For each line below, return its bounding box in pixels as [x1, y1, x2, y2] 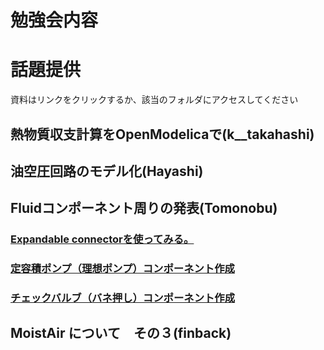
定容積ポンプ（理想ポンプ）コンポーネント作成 [10, 262, 235, 276]
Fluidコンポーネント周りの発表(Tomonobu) [10, 200, 278, 217]
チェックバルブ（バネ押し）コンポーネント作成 [10, 291, 236, 305]
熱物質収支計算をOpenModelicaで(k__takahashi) [10, 126, 315, 143]
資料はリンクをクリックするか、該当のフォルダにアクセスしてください [10, 94, 299, 106]
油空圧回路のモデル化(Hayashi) [10, 162, 204, 180]
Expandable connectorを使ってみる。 [10, 232, 195, 246]
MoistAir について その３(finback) [10, 325, 232, 342]
